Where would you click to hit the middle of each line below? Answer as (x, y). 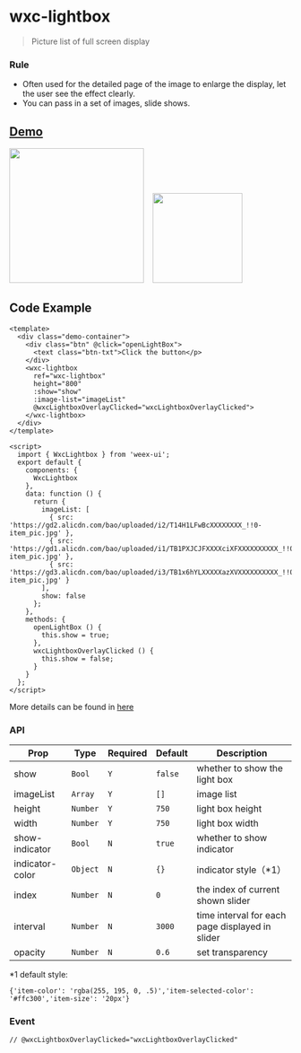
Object (85, 869)
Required (127, 753)
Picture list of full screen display (90, 41)
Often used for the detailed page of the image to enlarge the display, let (154, 84)
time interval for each (241, 916)
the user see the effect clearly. (79, 94)
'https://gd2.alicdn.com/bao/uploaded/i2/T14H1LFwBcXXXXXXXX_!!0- (136, 525)
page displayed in (234, 926)
